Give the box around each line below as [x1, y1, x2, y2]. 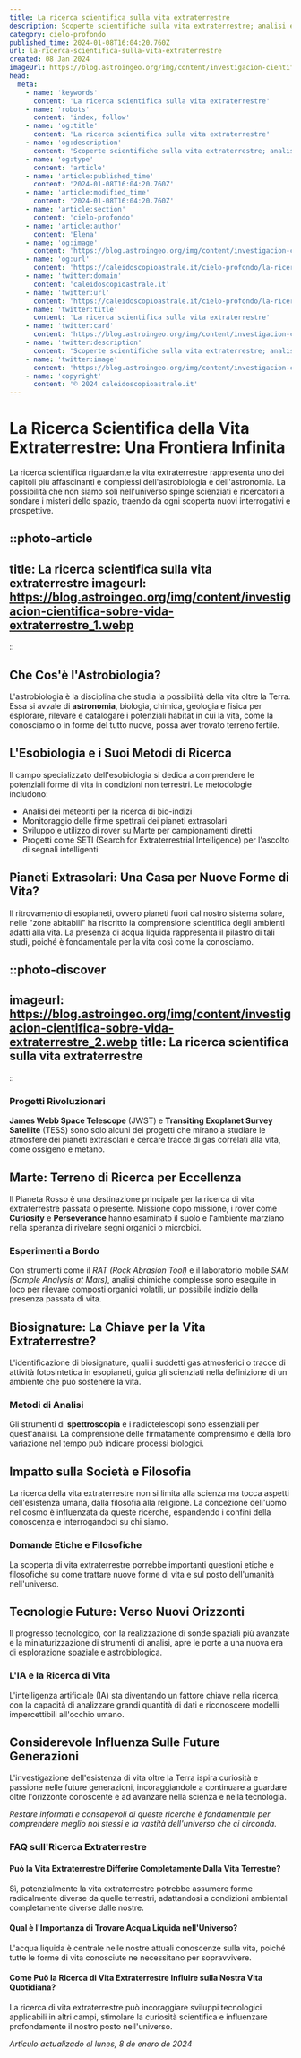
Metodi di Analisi [9, 1399, 84, 1412]
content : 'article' [32, 163, 106, 172]
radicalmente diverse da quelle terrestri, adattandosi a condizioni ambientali [9, 1892, 289, 1903]
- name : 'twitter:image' [25, 355, 118, 364]
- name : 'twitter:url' [25, 288, 110, 297]
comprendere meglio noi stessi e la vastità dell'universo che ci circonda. [9, 1819, 278, 1829]
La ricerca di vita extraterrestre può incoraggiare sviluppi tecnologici [9, 2002, 262, 2012]
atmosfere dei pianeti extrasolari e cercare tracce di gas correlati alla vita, [9, 1135, 281, 1146]
